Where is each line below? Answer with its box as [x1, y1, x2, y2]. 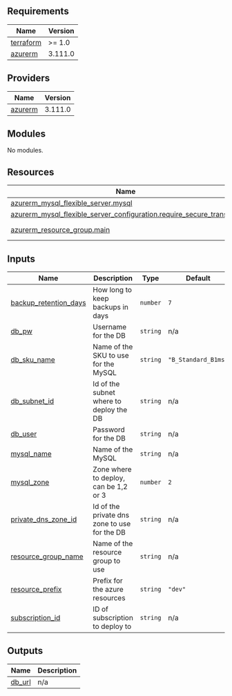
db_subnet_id [10, 396, 55, 406]
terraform [10, 37, 42, 47]
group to [93, 556, 121, 565]
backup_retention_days [10, 298, 86, 308]
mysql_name [10, 449, 52, 458]
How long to [93, 285, 133, 295]
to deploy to [93, 621, 132, 631]
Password [93, 425, 126, 434]
